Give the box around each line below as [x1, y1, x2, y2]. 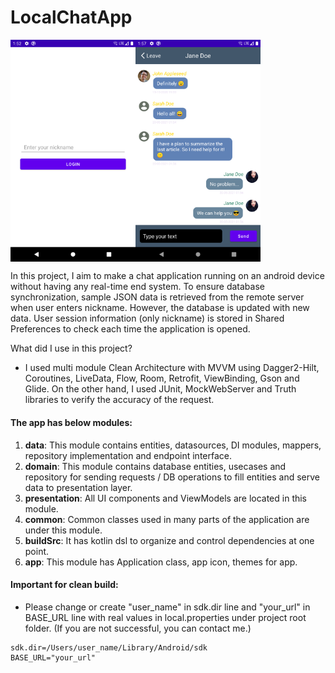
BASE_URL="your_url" [10, 652, 97, 663]
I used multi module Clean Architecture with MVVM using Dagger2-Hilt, [24, 362, 320, 374]
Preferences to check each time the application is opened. [10, 323, 251, 335]
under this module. [24, 524, 103, 536]
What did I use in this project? [10, 342, 133, 355]
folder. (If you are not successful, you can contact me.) [24, 622, 252, 634]
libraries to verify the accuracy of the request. [24, 394, 215, 406]
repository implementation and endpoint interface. [24, 449, 233, 461]
